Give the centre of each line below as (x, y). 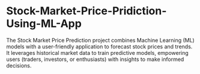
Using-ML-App (44, 24)
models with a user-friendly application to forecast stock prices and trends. (99, 47)
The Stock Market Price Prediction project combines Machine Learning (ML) (101, 40)
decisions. (19, 65)
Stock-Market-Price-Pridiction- (86, 11)
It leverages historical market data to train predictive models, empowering (98, 53)
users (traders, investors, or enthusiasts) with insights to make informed (95, 59)
